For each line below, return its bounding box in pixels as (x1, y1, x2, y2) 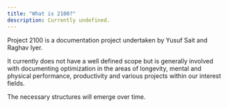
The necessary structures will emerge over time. (7, 92, 146, 101)
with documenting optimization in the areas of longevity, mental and (7, 64, 202, 72)
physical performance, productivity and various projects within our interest (7, 71, 221, 80)
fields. (7, 79, 26, 87)
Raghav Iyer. (7, 43, 43, 52)
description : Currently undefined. (7, 17, 111, 24)
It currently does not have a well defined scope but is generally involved (7, 56, 213, 65)
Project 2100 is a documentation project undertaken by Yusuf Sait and (7, 36, 208, 44)
